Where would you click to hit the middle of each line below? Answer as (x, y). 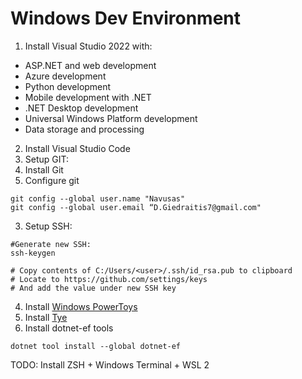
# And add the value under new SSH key (93, 288)
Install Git (44, 169)
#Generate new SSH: (51, 244)
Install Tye (46, 317)
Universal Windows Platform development (111, 118)
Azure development (65, 76)
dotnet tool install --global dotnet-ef (96, 346)
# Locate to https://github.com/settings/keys (109, 279)
